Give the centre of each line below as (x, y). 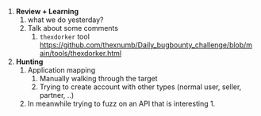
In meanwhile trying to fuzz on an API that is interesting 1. (121, 103)
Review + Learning (47, 11)
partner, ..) (57, 95)
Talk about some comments (73, 28)
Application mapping (61, 70)
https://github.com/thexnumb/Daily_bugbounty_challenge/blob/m (146, 45)
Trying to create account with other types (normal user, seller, (140, 87)
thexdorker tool (64, 36)
